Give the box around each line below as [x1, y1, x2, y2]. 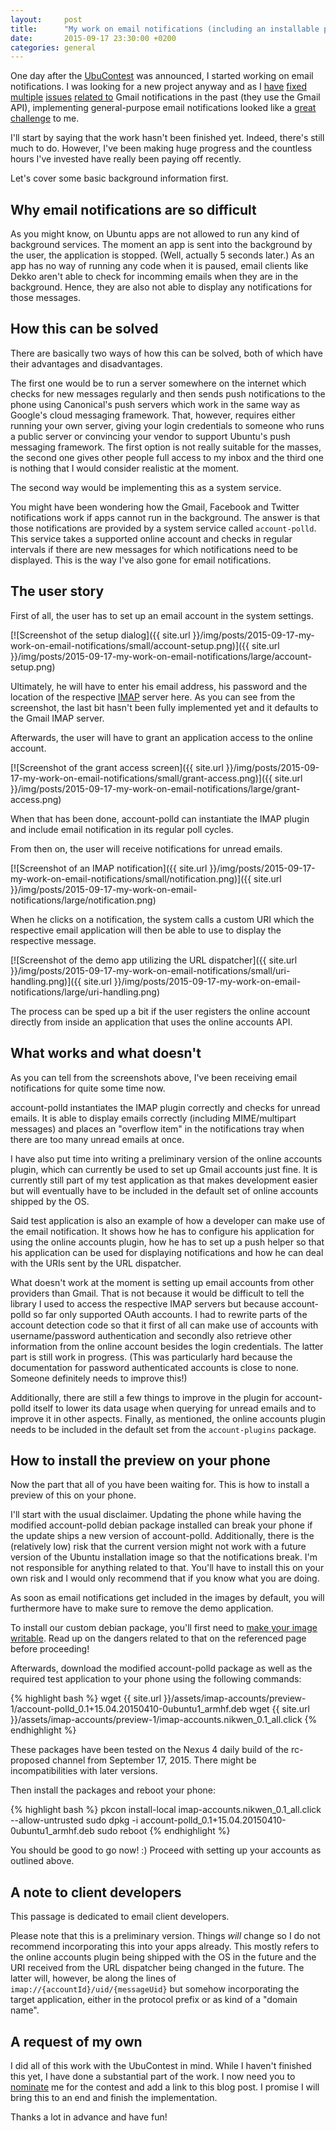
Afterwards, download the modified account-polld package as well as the [10, 1662, 313, 1675]
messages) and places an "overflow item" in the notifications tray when [10, 1122, 305, 1135]
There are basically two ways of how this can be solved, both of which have [10, 347, 323, 359]
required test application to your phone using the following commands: [10, 1673, 302, 1685]
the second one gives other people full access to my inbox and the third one [10, 451, 324, 463]
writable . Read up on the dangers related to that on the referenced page [10, 1632, 307, 1645]
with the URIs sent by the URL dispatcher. [10, 1257, 182, 1269]
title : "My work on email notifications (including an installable [10, 24, 320, 34]
